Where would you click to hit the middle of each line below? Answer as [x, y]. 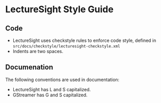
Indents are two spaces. [38, 51]
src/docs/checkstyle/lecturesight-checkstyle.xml [66, 46]
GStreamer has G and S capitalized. [50, 95]
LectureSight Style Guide [59, 9]
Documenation [29, 67]
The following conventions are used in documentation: [62, 80]
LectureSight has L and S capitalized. [52, 89]
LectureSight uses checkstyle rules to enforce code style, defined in [84, 40]
